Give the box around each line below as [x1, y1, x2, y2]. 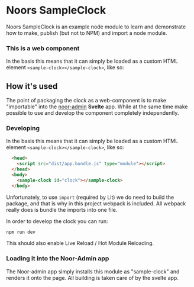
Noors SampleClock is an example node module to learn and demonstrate [6, 23, 186, 30]
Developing [6, 124, 40, 132]
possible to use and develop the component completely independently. [6, 109, 179, 117]
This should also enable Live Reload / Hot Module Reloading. [6, 240, 154, 247]
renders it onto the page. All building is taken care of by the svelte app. [6, 274, 179, 281]
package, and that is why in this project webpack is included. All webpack [6, 199, 186, 207]
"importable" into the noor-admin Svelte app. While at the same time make [6, 103, 188, 110]
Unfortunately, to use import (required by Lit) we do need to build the [6, 194, 174, 201]
